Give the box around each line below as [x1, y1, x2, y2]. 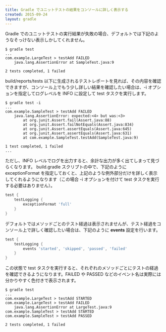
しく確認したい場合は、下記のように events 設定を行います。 [35, 227, 161, 233]
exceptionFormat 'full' [23, 202, 72, 207]
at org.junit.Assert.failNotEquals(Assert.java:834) [23, 122, 134, 127]
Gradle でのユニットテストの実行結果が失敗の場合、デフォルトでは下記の [5, 31, 155, 37]
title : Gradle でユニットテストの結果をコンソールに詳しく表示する [5, 7, 129, 12]
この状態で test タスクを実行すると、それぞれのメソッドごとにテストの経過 [5, 265, 159, 271]
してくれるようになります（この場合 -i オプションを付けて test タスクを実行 [5, 176, 160, 182]
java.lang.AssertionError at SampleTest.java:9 [14, 60, 114, 65]
